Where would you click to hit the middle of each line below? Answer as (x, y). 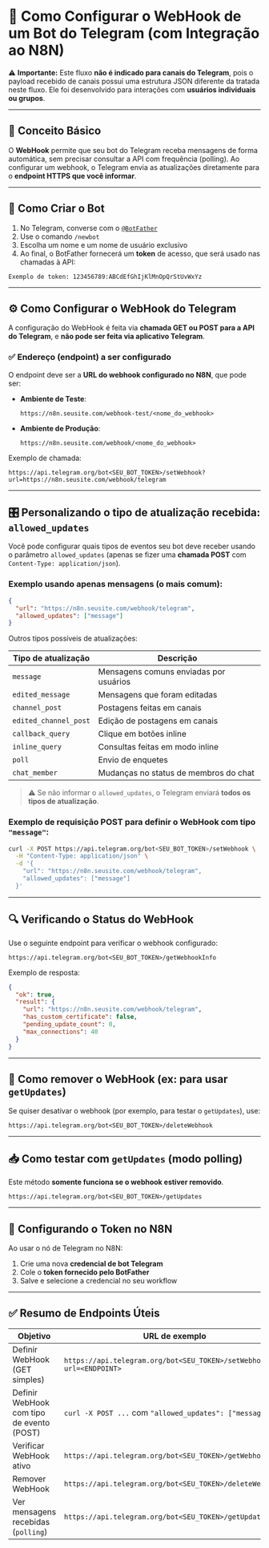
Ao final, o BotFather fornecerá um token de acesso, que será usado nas (140, 253)
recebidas (31, 1522)
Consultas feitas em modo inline (158, 747)
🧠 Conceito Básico (55, 131)
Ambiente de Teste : (53, 398)
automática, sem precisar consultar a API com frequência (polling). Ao (124, 159)
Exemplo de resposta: (44, 972)
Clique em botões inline (142, 734)
